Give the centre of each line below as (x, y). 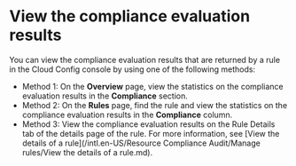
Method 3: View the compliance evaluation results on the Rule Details (148, 124)
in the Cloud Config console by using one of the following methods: (132, 69)
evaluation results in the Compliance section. (105, 96)
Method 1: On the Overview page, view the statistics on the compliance (152, 86)
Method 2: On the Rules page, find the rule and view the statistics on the (155, 105)
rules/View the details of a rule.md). (87, 152)
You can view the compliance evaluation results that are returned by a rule (145, 59)
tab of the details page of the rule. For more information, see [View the (151, 133)
